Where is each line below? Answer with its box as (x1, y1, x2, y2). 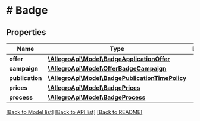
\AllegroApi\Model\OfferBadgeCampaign (47, 65, 167, 72)
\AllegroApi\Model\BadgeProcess (47, 93, 146, 101)
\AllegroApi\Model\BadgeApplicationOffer (47, 55, 170, 63)
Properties (6, 27, 46, 37)
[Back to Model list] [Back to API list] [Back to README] (6, 109, 143, 116)
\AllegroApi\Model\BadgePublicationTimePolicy (47, 74, 187, 82)
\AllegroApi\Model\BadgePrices (47, 84, 140, 92)
